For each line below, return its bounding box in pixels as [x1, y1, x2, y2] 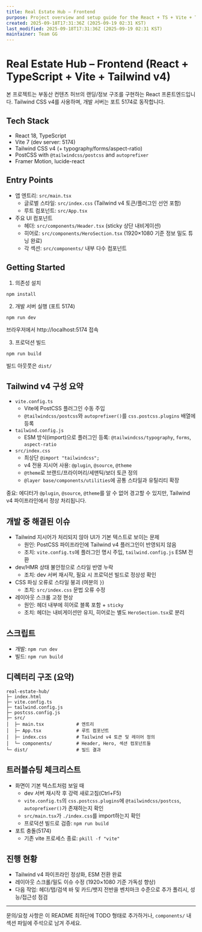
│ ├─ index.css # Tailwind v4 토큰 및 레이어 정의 [6, 734, 155, 740]
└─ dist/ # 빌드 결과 [6, 746, 101, 753]
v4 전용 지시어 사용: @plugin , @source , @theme [23, 461, 132, 469]
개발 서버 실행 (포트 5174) [14, 302, 75, 310]
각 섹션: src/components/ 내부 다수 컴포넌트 [23, 245, 127, 252]
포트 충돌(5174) [14, 827, 52, 834]
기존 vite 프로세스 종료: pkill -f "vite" [23, 834, 120, 842]
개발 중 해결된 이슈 [6, 516, 70, 527]
